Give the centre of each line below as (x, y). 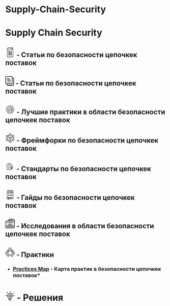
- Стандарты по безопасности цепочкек (83, 169)
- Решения (40, 298)
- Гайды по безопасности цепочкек (75, 197)
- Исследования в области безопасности (85, 226)
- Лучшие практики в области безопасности (91, 112)
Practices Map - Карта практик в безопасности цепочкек (87, 269)
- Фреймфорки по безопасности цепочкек (87, 140)
